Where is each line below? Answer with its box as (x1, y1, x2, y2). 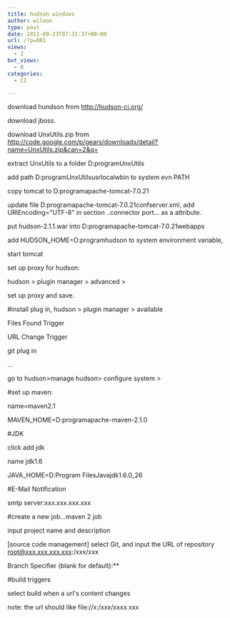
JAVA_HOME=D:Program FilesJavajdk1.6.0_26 (7, 471, 143, 480)
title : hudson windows (7, 10, 75, 18)
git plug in (7, 347, 37, 355)
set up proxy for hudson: (7, 263, 80, 272)
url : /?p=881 (7, 37, 46, 44)
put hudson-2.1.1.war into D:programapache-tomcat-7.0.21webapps (7, 222, 205, 231)
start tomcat (7, 250, 44, 258)
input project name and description (7, 526, 111, 535)
